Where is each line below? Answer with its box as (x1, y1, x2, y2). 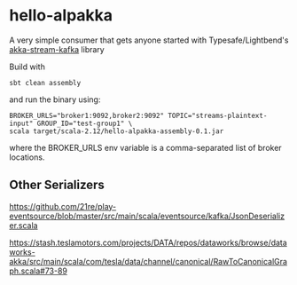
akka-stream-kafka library (9, 44, 105, 54)
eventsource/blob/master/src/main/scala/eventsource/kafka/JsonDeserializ (9, 210, 285, 221)
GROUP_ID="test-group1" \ (36, 119, 133, 128)
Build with (9, 61, 46, 72)
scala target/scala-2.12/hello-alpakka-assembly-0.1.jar (9, 126, 224, 136)
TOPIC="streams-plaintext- (168, 111, 268, 120)
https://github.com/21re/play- (9, 201, 117, 211)
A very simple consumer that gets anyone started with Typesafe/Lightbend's (9, 35, 289, 45)
